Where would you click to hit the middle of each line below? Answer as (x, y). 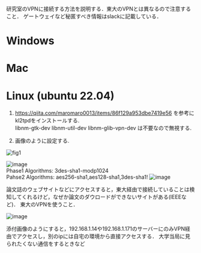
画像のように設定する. (42, 141)
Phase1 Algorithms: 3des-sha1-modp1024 (58, 171)
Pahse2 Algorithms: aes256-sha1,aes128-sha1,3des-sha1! (77, 177)
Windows (30, 41)
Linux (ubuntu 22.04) (61, 96)
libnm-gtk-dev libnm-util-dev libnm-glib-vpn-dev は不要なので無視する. (103, 128)
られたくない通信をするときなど (46, 244)
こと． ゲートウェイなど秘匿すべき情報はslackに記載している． (84, 16)
